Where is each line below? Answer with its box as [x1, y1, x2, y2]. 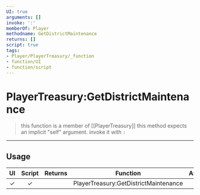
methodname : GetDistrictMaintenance [6, 31, 97, 37]
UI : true [6, 8, 28, 15]
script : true [6, 42, 39, 48]
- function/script [6, 64, 52, 70]
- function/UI [6, 58, 42, 64]
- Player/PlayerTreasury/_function [6, 53, 95, 59]
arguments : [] [6, 14, 42, 20]
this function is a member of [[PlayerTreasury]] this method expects [20, 122, 187, 129]
